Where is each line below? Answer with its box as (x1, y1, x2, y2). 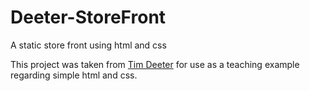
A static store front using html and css (10, 39, 167, 51)
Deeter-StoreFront (10, 6, 167, 29)
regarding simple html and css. (10, 69, 138, 81)
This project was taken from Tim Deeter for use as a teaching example (10, 58, 300, 70)
